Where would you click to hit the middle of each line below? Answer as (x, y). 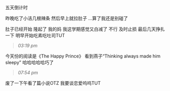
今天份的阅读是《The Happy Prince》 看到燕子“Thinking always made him (83, 56)
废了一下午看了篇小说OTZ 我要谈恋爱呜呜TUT (53, 83)
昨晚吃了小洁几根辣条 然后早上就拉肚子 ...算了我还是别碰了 (67, 18)
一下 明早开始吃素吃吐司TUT (35, 35)
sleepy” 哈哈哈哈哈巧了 (30, 62)
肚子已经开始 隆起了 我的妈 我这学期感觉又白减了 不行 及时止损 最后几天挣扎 (85, 29)
